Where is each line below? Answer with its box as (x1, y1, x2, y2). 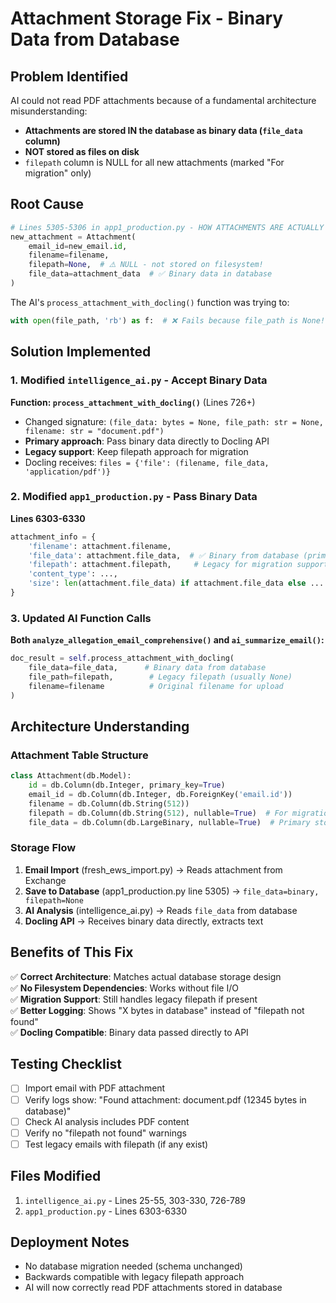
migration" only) (24, 167, 92, 179)
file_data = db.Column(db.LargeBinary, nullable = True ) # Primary (28, 817, 311, 827)
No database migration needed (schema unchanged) (24, 1260, 243, 1272)
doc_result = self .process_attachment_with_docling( (10, 653, 235, 664)
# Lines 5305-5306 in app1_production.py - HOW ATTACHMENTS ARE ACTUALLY (10, 222, 325, 232)
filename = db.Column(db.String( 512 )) (28, 798, 190, 809)
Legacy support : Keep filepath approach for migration (24, 445, 249, 457)
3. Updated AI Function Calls (10, 611, 152, 625)
